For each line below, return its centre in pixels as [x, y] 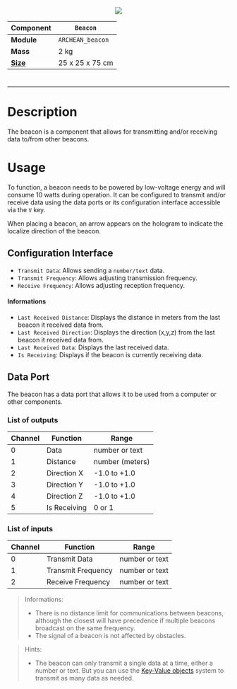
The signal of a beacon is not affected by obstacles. [110, 636]
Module [24, 40]
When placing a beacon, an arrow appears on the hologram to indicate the [115, 224]
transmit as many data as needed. [84, 678]
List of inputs [30, 529]
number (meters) [122, 462]
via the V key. [26, 210]
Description [42, 112]
